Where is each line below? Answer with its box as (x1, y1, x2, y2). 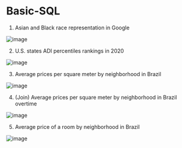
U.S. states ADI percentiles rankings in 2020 (14, 47, 125, 55)
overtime (14, 100, 37, 107)
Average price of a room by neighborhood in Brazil (14, 123, 140, 130)
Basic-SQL (6, 4, 60, 18)
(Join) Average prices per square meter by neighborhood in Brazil (14, 93, 177, 101)
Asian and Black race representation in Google (14, 24, 130, 31)
